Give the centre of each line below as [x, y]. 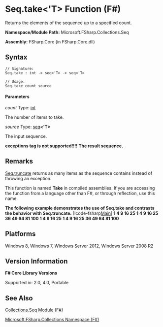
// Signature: [20, 68]
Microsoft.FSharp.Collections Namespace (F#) [52, 320]
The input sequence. [26, 136]
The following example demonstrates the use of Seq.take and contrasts [80, 208]
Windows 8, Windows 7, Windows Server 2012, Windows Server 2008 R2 [79, 246]
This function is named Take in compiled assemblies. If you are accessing [80, 188]
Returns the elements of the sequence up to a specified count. [68, 23]
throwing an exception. [28, 178]
